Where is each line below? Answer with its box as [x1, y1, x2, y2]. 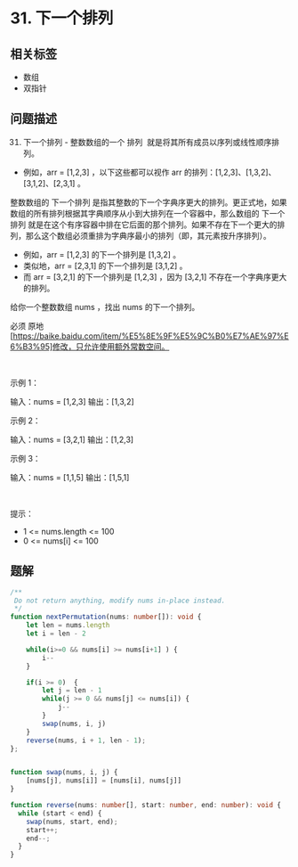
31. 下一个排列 [10, 8, 114, 29]
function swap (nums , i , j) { [10, 768, 118, 777]
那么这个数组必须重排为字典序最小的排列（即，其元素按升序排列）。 [25, 230, 271, 241]
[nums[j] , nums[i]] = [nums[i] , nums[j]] [26, 776, 181, 785]
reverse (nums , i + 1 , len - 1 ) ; [26, 736, 146, 745]
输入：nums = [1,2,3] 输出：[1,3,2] [10, 396, 134, 406]
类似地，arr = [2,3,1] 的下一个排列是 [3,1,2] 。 [22, 260, 188, 271]
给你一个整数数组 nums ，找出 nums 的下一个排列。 [10, 301, 200, 312]
